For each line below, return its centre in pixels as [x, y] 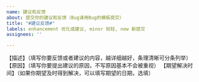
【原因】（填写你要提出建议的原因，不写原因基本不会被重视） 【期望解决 [97, 66]
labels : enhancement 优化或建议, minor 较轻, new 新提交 [76, 29]
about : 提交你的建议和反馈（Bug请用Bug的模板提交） [65, 18]
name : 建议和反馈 [26, 12]
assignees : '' [24, 35]
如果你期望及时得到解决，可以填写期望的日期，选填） [87, 73]
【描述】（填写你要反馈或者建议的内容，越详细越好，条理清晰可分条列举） [99, 58]
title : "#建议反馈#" [31, 23]
